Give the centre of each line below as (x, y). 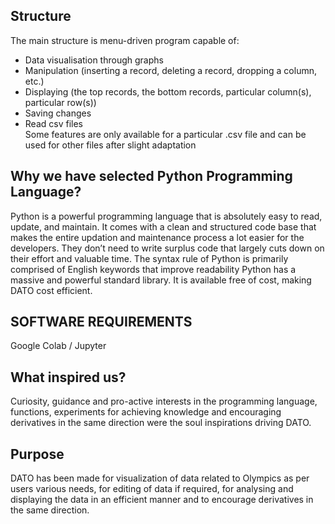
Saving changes (58, 113)
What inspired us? (68, 377)
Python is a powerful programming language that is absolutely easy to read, (166, 216)
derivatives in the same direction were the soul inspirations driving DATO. (161, 423)
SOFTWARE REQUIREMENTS (101, 322)
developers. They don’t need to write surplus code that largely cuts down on (167, 248)
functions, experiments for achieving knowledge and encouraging (146, 412)
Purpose (37, 454)
